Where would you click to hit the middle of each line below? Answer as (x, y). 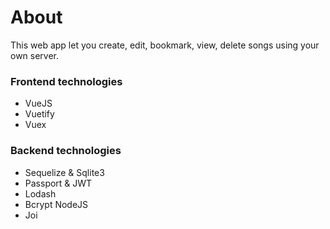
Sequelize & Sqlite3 (64, 172)
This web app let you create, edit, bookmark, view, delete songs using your (165, 45)
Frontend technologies (66, 81)
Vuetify (39, 114)
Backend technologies (66, 151)
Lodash (40, 193)
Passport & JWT (58, 183)
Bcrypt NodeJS (56, 204)
